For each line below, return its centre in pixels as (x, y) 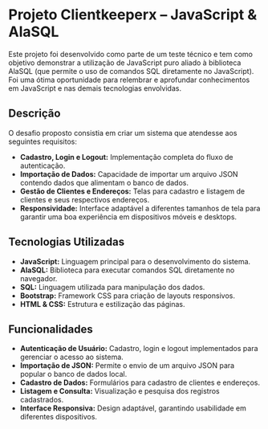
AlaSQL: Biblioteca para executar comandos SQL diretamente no (127, 270)
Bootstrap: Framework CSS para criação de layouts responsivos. (127, 296)
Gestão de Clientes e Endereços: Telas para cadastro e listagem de (132, 191)
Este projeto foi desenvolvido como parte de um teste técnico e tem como (130, 54)
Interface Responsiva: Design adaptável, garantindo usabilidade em (133, 408)
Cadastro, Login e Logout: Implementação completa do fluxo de (126, 157)
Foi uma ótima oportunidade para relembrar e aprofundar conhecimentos (129, 80)
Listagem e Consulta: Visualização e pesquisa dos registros (120, 391)
